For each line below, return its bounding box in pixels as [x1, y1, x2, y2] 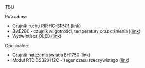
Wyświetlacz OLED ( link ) [12, 34, 62, 39]
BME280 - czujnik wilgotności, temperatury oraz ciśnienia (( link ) [12, 28, 141, 34]
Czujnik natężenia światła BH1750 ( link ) [12, 52, 91, 58]
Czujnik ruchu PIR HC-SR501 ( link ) [12, 23, 81, 29]
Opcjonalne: [5, 43, 30, 48]
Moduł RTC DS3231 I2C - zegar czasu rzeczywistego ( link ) [12, 57, 129, 63]
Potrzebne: [5, 14, 27, 19]
